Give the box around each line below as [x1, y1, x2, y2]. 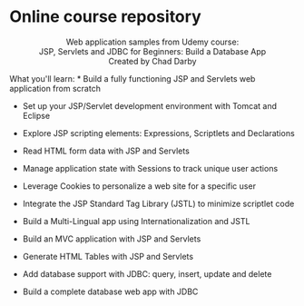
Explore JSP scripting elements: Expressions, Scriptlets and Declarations [22, 127, 295, 138]
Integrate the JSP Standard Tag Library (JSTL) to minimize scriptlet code [22, 198, 295, 209]
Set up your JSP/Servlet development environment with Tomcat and [22, 100, 277, 111]
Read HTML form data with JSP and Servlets [22, 145, 191, 156]
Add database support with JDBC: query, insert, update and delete [22, 268, 272, 279]
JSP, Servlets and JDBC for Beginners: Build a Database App [38, 45, 267, 56]
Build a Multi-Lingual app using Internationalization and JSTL [22, 215, 250, 226]
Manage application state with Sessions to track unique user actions [22, 163, 279, 173]
